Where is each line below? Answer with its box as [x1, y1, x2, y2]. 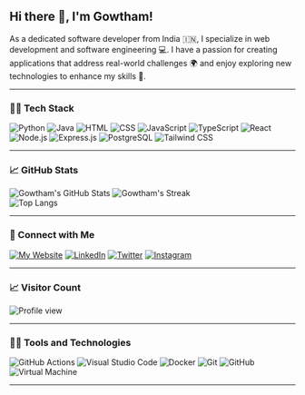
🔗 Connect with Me [9, 229, 95, 242]
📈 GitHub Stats [9, 164, 79, 177]
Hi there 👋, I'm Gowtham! [9, 9, 153, 25]
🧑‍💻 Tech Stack [9, 102, 74, 114]
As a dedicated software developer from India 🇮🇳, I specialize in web [9, 33, 271, 44]
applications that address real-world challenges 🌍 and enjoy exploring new [9, 57, 292, 68]
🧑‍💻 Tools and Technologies [9, 336, 132, 349]
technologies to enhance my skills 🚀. [9, 70, 147, 82]
